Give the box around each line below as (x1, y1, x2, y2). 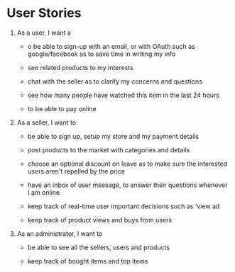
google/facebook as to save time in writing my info (27, 50, 176, 58)
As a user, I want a (16, 28, 72, 37)
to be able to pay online (27, 104, 97, 113)
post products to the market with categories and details (27, 145, 190, 154)
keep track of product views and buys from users (27, 215, 172, 224)
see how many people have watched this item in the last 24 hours (27, 91, 219, 99)
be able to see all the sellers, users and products (27, 243, 170, 251)
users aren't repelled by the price (27, 166, 126, 175)
